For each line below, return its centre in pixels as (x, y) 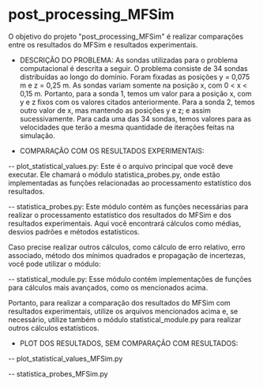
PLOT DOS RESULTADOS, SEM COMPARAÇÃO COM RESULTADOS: (129, 343)
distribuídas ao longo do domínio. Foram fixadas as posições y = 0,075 (135, 77)
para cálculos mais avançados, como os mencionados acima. (108, 287)
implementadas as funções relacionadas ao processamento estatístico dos (130, 182)
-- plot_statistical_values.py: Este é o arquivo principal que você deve (121, 166)
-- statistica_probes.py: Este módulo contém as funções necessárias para (128, 206)
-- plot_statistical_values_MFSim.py (66, 358)
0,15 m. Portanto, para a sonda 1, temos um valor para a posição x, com (135, 93)
